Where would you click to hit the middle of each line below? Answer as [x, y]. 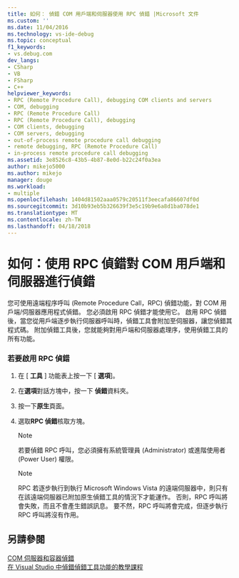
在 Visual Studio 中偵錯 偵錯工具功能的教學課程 [75, 567]
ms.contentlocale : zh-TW [44, 220]
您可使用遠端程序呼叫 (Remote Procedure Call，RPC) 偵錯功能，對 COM [113, 303]
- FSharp [20, 80]
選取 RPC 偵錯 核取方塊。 [53, 421]
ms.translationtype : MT [43, 213]
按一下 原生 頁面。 [43, 406]
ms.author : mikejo [35, 173]
